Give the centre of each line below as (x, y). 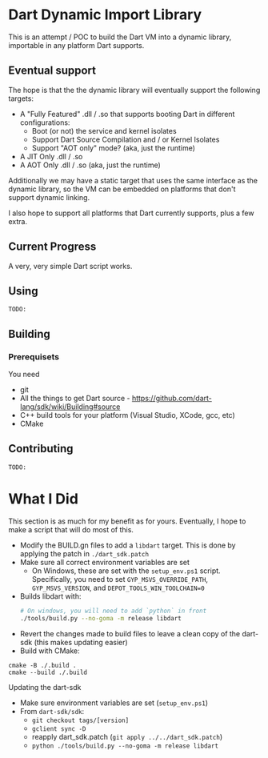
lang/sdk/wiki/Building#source (70, 407)
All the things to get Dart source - (75, 399)
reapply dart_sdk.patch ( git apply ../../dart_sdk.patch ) (127, 736)
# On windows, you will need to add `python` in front (113, 611)
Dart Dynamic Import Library (105, 15)
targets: (21, 98)
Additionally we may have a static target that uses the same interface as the (133, 180)
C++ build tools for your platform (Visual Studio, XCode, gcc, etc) (128, 415)
